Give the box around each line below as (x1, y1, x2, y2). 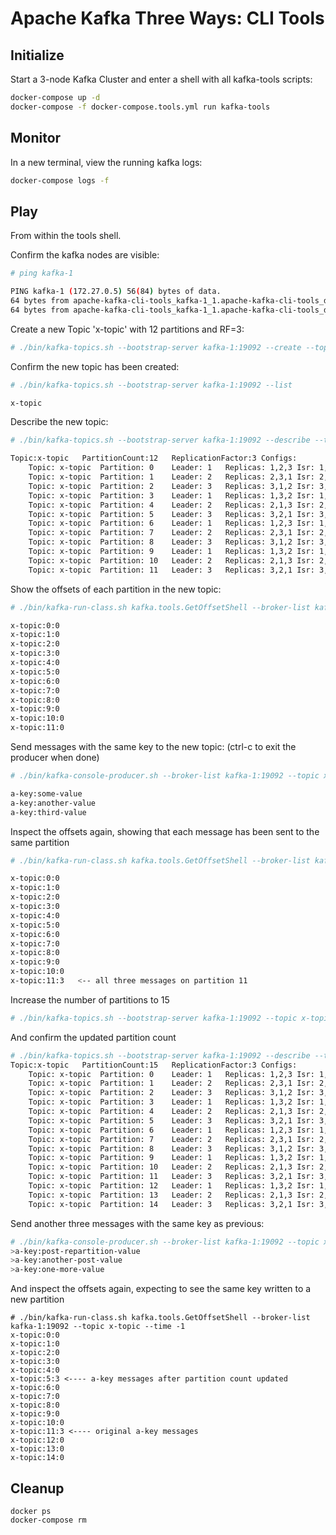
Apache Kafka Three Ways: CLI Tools (10, 7, 325, 30)
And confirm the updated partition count (10, 1031, 177, 1043)
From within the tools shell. (10, 230, 122, 242)
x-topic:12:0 (10, 1435, 65, 1446)
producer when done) (10, 752, 100, 763)
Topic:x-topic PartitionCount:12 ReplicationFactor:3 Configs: (10, 453, 298, 464)
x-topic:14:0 (10, 1453, 65, 1463)
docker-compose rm (10, 1515, 87, 1525)
